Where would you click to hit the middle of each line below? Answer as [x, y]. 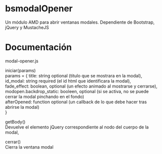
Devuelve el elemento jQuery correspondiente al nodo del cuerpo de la [77, 127]
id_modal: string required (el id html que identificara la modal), [68, 81]
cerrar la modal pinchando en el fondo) [45, 96]
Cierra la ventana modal [29, 147]
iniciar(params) [20, 70]
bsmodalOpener [39, 9]
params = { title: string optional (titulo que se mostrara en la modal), [74, 76]
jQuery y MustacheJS [27, 27]
